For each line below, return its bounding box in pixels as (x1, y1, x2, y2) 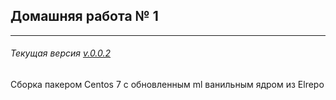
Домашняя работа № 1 (10, 8, 159, 25)
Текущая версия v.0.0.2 (10, 47, 112, 59)
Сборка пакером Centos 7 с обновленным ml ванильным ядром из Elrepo (10, 79, 325, 91)
